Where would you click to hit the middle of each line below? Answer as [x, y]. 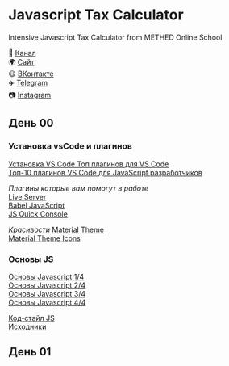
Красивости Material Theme [56, 229]
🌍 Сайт [21, 61]
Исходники [27, 326]
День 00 [31, 123]
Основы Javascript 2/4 [47, 285]
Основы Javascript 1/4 [46, 276]
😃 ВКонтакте [31, 74]
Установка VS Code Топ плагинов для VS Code [89, 164]
